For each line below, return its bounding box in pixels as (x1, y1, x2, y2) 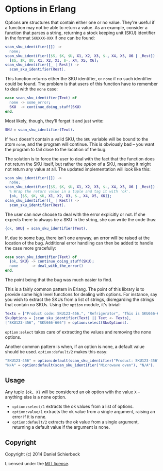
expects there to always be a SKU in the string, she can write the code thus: (5, 216, 157, 222)
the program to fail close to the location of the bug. (5, 146, 107, 152)
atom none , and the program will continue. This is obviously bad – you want (5, 141, 155, 147)
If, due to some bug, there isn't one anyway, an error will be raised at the (5, 235, 150, 241)
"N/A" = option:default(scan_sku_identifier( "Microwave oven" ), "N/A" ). (5, 363, 155, 367)
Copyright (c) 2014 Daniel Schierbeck (5, 451, 80, 457)
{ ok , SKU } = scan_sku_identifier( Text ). (5, 226, 88, 231)
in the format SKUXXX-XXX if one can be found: (5, 35, 95, 41)
